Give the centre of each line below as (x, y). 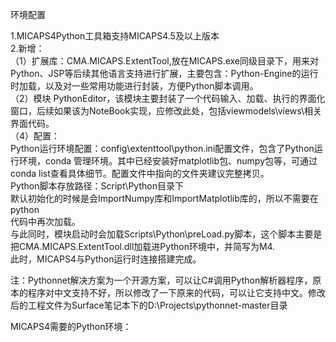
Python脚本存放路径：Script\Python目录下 (97, 186)
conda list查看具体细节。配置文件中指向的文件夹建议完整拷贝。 (140, 173)
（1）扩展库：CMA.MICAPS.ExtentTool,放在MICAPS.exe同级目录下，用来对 (165, 61)
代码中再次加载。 (45, 221)
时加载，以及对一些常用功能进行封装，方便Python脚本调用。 (134, 86)
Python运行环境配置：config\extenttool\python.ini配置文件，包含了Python (162, 148)
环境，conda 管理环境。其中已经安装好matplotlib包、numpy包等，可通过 (168, 161)
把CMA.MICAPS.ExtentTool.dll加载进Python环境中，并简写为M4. (143, 246)
